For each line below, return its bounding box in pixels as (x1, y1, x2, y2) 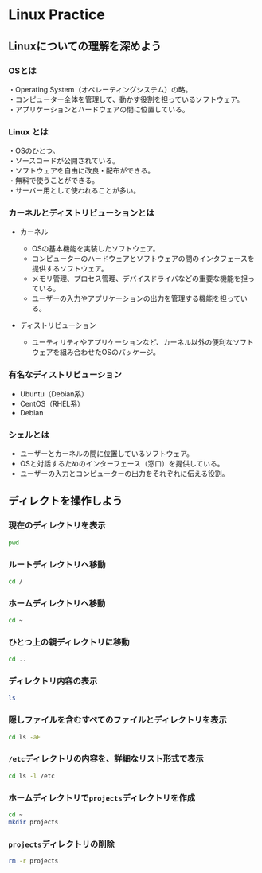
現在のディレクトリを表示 (8, 520, 106, 531)
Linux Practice (8, 6, 106, 24)
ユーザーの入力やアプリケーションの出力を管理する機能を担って (31, 294, 241, 303)
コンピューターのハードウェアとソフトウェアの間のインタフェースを (31, 254, 255, 263)
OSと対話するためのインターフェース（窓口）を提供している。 (19, 459, 225, 469)
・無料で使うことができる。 (8, 176, 100, 185)
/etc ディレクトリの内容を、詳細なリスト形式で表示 (8, 754, 205, 765)
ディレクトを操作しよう (8, 494, 123, 508)
